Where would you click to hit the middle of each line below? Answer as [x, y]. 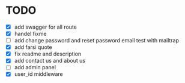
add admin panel [35, 67]
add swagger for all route [46, 27]
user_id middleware [39, 74]
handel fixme [30, 34]
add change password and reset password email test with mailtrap [97, 41]
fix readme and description [48, 54]
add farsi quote [33, 47]
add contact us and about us [50, 61]
